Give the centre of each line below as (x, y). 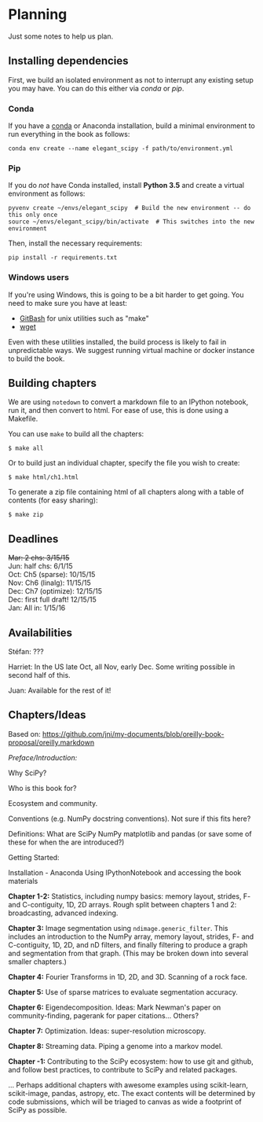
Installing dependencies (68, 61)
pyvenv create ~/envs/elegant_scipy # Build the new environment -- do (130, 208)
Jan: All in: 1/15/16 (37, 608)
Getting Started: (34, 857)
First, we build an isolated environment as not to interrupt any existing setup (131, 79)
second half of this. (39, 675)
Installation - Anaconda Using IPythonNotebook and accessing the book (125, 872)
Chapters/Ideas (47, 715)
